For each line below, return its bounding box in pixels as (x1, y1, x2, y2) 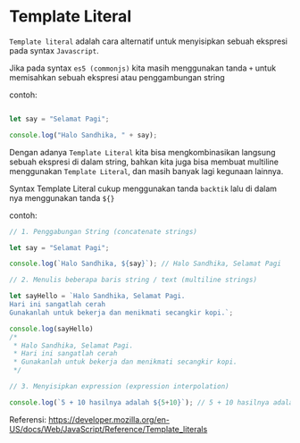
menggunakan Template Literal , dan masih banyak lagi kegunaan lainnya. (9, 165, 284, 176)
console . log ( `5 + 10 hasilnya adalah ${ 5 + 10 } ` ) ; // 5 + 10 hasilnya (9, 397, 270, 407)
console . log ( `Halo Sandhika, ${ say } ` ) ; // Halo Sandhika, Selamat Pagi (9, 259, 281, 269)
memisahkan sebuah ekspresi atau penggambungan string (9, 71, 225, 82)
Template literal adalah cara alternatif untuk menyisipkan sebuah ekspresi (9, 36, 288, 46)
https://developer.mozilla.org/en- (48, 414, 171, 425)
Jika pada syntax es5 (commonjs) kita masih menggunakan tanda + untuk (9, 63, 277, 73)
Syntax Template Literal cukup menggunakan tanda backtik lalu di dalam (9, 183, 278, 194)
